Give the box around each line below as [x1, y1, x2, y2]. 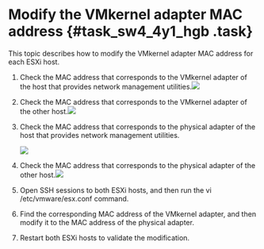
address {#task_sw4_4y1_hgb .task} [8, 22, 254, 40]
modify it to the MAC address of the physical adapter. [19, 217, 194, 227]
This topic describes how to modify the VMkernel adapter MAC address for [8, 48, 254, 58]
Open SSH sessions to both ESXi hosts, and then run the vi [19, 185, 212, 195]
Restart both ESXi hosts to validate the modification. [19, 232, 190, 243]
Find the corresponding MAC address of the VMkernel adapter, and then [19, 209, 256, 219]
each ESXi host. [8, 57, 60, 67]
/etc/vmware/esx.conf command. [19, 193, 129, 203]
